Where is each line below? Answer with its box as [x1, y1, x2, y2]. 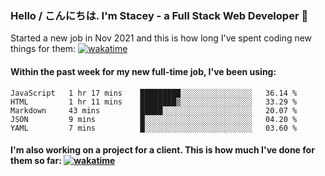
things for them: [10, 43, 77, 55]
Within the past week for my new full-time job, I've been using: [10, 65, 277, 77]
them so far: [10, 155, 62, 167]
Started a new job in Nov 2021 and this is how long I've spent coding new [10, 32, 313, 44]
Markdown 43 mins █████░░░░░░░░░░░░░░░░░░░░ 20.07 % [10, 105, 298, 116]
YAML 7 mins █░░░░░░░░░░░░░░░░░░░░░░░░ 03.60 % [10, 123, 298, 133]
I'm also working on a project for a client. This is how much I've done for [10, 144, 315, 156]
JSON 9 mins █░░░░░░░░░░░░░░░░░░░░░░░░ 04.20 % [10, 114, 298, 124]
